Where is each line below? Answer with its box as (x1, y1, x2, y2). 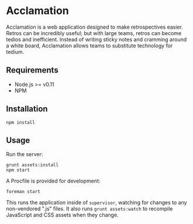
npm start (6, 167, 30, 173)
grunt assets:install (6, 162, 59, 168)
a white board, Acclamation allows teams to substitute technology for (6, 42, 173, 49)
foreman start (6, 189, 41, 195)
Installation (6, 104, 48, 114)
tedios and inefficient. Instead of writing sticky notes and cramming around (6, 36, 187, 43)
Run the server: (6, 151, 43, 158)
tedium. (6, 48, 25, 55)
